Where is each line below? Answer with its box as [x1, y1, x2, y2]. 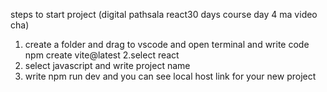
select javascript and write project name [24, 60, 191, 71]
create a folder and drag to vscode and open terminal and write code [24, 39, 310, 50]
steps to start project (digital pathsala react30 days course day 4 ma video [10, 9, 318, 20]
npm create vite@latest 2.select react [24, 49, 180, 61]
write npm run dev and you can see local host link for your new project [24, 70, 317, 82]
